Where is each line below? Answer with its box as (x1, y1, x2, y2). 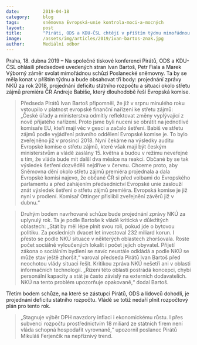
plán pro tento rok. (6, 302, 51, 309)
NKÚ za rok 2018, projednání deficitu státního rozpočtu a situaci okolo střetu (6, 82, 191, 89)
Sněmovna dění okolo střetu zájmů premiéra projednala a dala (20, 168, 170, 175)
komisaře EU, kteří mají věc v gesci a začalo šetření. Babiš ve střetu (20, 124, 184, 132)
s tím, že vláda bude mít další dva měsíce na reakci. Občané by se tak (20, 156, 189, 163)
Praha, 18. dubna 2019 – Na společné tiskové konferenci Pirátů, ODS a (6, 57, 175, 64)
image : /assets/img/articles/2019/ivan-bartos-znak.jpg (6, 36, 164, 42)
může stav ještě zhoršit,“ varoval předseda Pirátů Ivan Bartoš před (20, 254, 181, 261)
